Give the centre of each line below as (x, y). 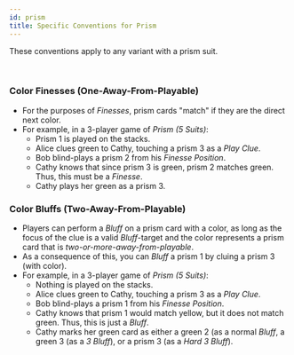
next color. (41, 120)
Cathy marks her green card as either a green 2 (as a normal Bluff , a (160, 332)
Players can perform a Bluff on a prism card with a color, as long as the (152, 228)
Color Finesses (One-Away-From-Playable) (104, 91)
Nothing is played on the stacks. (94, 285)
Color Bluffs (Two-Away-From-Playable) (98, 209)
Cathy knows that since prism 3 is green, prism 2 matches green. (154, 167)
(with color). (44, 266)
